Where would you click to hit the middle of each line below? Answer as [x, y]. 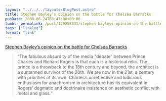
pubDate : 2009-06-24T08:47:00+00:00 [43, 19]
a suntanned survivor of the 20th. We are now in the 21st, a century [86, 72]
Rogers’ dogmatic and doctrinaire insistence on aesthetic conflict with [88, 88]
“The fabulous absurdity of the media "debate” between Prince [81, 56]
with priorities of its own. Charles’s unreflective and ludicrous [80, 77]
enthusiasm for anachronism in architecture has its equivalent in [82, 83]
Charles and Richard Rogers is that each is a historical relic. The [82, 62]
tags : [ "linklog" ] [24, 28]
